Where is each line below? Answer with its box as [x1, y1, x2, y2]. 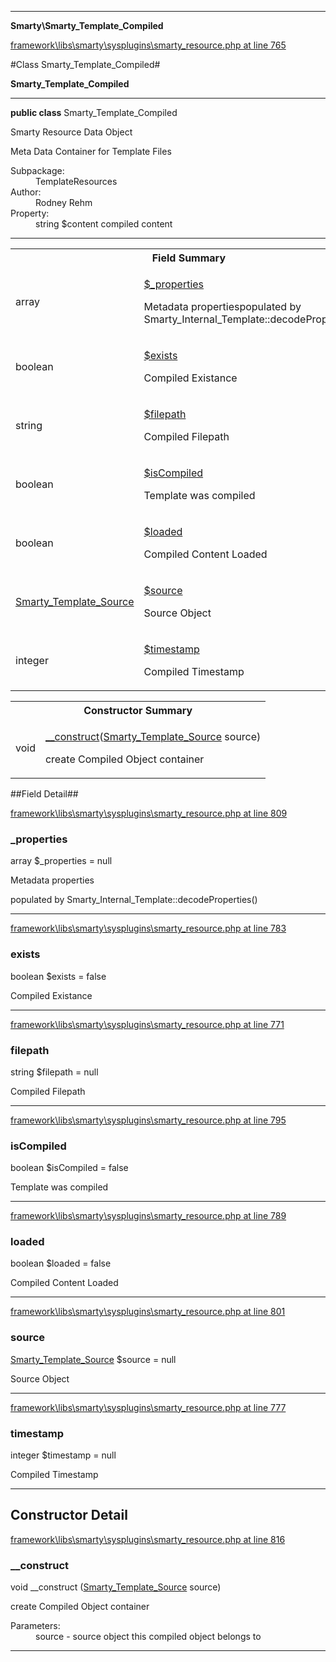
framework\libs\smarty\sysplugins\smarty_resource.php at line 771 [10, 1018, 285, 1030]
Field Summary [151, 251, 227, 265]
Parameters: [10, 1620, 61, 1632]
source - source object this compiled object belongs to [35, 1631, 262, 1643]
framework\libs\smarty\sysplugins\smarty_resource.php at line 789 [10, 1210, 287, 1222]
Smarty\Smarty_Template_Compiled [10, 20, 164, 31]
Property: [10, 207, 50, 219]
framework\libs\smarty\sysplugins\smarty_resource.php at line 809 [10, 807, 288, 819]
